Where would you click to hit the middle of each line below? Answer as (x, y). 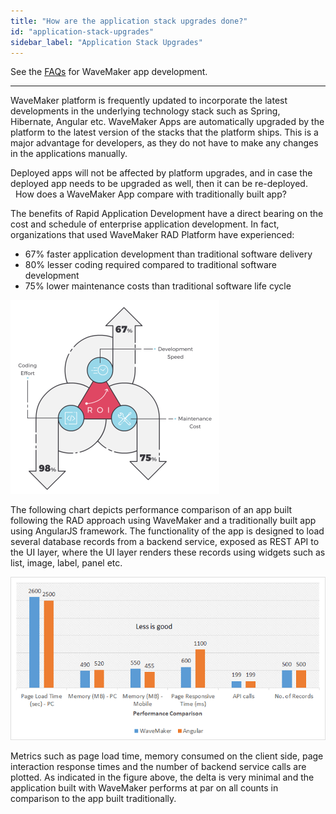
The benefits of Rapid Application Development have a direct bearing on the (167, 214)
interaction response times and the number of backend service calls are (158, 767)
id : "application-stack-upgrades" (82, 31)
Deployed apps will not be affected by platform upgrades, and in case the (161, 173)
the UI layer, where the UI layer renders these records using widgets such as (168, 552)
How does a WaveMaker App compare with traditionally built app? (150, 194)
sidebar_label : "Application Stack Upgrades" (106, 42)
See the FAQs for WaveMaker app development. (109, 72)
